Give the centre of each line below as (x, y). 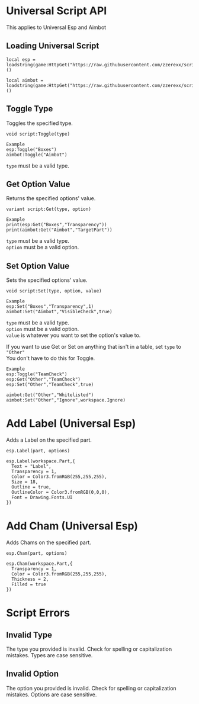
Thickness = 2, (30, 579)
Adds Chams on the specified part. (49, 542)
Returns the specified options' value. (51, 198)
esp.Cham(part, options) (37, 554)
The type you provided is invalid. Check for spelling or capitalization (89, 649)
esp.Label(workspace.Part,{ (41, 461)
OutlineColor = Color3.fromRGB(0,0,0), (61, 493)
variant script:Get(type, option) (49, 209)
